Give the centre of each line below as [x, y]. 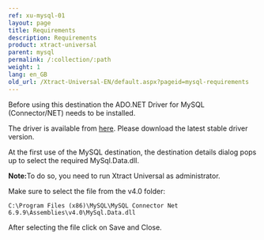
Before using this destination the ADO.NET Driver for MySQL [107, 105]
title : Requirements [42, 30]
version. [21, 136]
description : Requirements [53, 38]
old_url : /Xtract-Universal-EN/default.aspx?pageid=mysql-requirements [128, 82]
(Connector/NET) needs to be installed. [72, 112]
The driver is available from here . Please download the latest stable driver [128, 128]
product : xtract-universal [53, 45]
